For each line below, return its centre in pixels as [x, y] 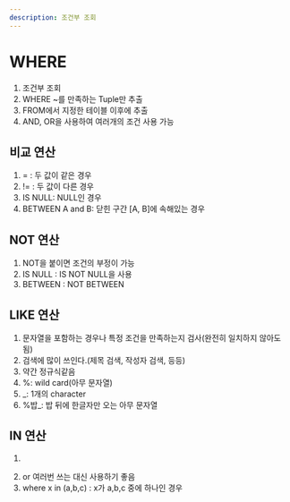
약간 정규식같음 [49, 371]
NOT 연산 [34, 239]
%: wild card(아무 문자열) [68, 383]
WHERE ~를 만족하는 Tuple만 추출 [82, 98]
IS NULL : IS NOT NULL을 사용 [77, 275]
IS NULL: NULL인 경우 [62, 198]
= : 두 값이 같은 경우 [57, 175]
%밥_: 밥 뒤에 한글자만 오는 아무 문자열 [90, 405]
